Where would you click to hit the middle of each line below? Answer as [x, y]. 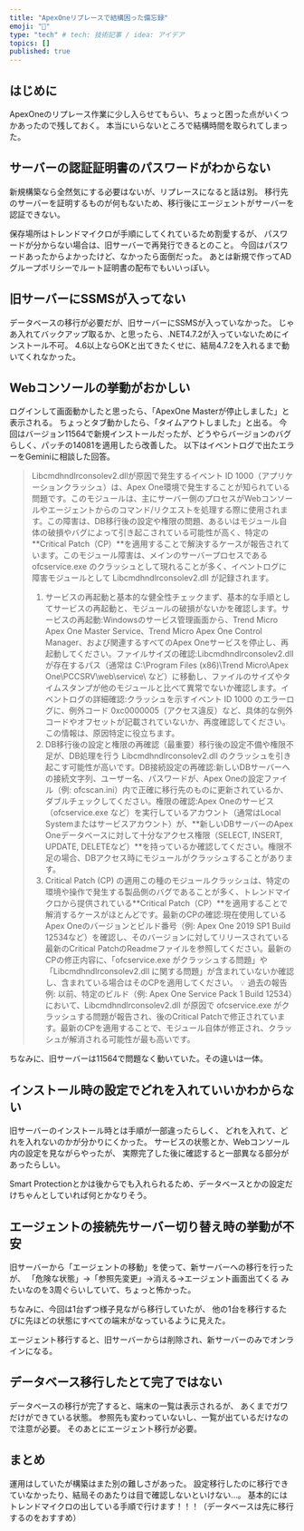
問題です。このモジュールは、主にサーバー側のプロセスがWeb [147, 499]
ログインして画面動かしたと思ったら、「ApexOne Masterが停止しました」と [150, 411]
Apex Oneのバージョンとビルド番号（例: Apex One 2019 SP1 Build [168, 926]
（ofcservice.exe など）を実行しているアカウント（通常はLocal [163, 813]
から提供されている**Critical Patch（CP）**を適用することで [174, 903]
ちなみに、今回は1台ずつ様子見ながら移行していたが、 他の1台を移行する [144, 1309]
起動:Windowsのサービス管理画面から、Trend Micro [181, 620]
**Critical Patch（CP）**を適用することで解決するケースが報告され [157, 544]
